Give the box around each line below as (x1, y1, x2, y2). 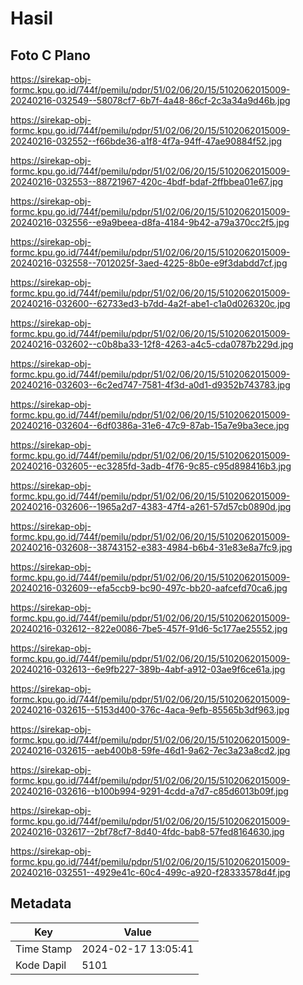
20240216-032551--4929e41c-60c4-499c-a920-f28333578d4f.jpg (10, 867, 291, 878)
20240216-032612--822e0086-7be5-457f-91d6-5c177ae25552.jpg (10, 623, 288, 634)
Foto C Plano (10, 47, 91, 64)
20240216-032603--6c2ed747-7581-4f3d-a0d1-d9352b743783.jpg (10, 379, 291, 391)
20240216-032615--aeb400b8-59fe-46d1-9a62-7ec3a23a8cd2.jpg (10, 745, 291, 756)
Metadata (10, 895, 72, 912)
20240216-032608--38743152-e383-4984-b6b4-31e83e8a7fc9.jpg (10, 542, 293, 553)
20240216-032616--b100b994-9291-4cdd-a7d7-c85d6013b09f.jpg (10, 785, 289, 797)
